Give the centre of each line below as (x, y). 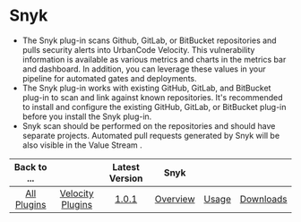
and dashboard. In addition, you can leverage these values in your (144, 69)
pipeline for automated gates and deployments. (109, 78)
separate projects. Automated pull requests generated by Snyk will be (151, 135)
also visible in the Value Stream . (82, 145)
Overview (175, 199)
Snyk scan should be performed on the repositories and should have (149, 125)
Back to (30, 166)
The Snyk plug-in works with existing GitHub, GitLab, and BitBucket (146, 88)
